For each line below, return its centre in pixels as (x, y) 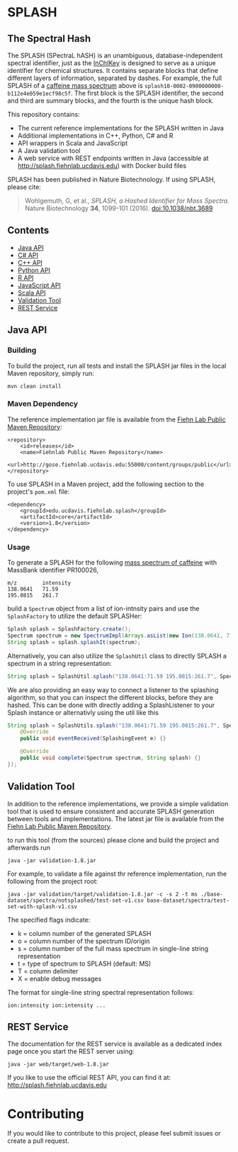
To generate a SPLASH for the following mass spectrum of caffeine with (112, 563)
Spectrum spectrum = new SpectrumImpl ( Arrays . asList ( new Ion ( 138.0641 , (115, 636)
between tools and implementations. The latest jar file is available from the (116, 818)
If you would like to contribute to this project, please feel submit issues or (114, 1134)
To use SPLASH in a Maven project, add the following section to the (106, 484)
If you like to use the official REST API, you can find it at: (89, 1078)
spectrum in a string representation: (59, 663)
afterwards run (29, 847)
